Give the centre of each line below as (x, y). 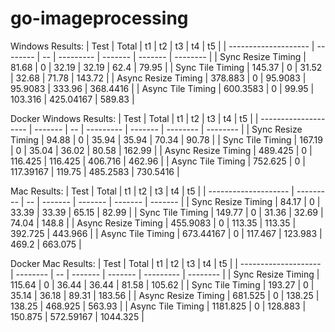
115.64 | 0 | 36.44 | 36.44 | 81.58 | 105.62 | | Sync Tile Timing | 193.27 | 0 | (162, 284)
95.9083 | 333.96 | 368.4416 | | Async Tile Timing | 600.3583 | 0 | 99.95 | (162, 88)
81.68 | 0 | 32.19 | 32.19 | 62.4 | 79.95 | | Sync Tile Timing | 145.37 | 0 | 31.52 (166, 67)
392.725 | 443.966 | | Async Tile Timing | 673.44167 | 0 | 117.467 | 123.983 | (166, 233)
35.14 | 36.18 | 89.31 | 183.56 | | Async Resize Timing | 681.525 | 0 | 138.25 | (165, 295)
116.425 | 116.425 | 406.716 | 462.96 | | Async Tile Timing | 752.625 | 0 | (158, 161)
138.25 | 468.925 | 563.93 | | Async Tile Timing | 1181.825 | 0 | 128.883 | (158, 306)
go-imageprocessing (99, 18)
